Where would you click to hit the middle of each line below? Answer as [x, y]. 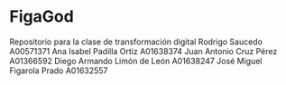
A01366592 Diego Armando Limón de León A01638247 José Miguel [136, 61]
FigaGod [42, 17]
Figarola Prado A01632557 [59, 71]
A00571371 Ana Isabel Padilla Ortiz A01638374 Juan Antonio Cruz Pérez [143, 51]
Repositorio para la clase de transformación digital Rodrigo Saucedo [136, 42]
